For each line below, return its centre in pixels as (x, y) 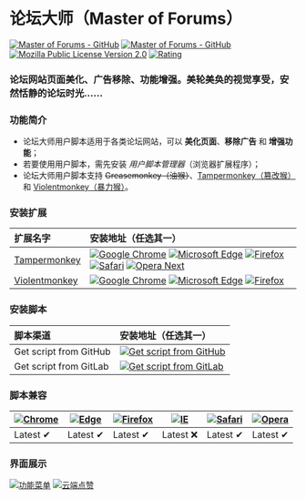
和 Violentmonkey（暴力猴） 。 (78, 187)
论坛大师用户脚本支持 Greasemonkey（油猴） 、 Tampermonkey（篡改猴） (159, 176)
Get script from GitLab (61, 366)
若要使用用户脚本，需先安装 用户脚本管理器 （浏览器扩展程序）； (142, 164)
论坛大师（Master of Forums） (126, 19)
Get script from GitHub (62, 351)
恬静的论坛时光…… (61, 93)
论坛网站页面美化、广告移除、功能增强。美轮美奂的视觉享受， (145, 79)
